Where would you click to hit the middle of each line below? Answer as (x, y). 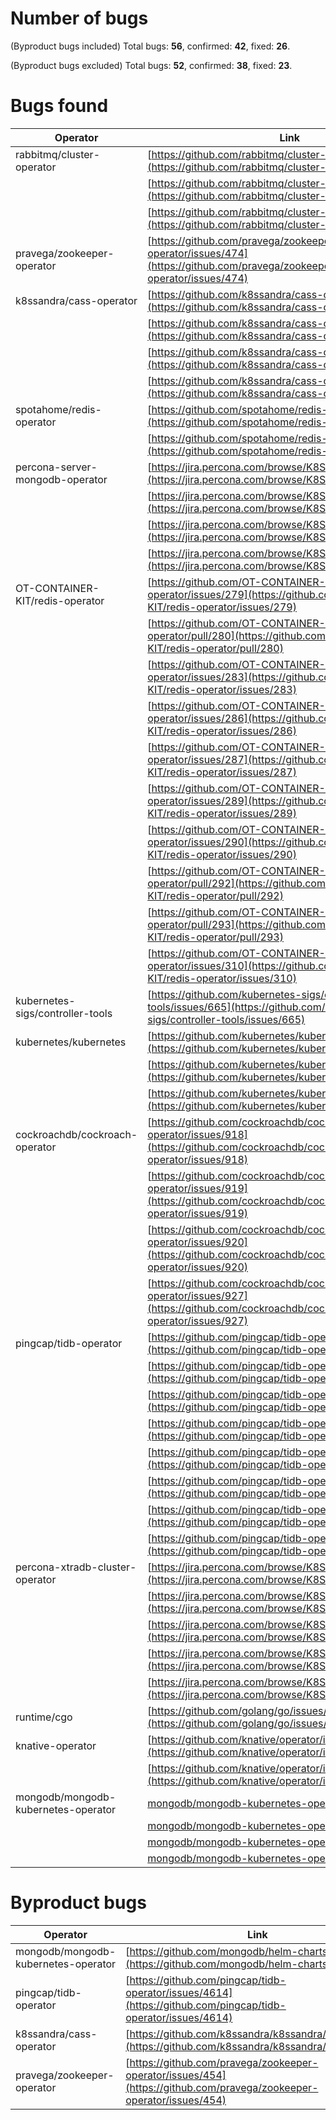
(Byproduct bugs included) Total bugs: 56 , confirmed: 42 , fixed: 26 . (150, 46)
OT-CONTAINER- (57, 588)
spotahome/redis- (58, 409)
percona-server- (56, 467)
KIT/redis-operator (60, 600)
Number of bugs (79, 18)
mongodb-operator (61, 479)
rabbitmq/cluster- (58, 154)
